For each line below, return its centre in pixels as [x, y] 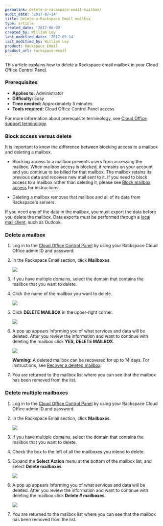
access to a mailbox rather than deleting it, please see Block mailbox [81, 182]
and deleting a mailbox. [29, 152]
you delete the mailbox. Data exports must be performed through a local [78, 217]
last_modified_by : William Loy [37, 42]
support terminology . [26, 124]
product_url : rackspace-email [36, 50]
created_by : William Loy [30, 32]
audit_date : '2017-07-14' [31, 14]
